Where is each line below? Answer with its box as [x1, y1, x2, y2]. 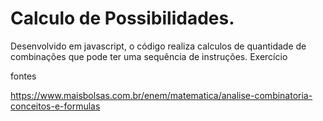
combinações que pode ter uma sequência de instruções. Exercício [10, 50, 288, 62]
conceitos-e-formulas [10, 100, 101, 112]
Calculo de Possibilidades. [10, 7, 235, 30]
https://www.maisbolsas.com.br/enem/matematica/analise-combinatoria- [10, 89, 313, 101]
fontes [10, 70, 37, 82]
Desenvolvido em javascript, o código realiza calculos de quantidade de [10, 40, 307, 52]
